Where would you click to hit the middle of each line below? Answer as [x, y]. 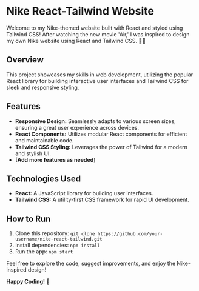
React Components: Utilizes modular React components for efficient [101, 134]
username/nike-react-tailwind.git [59, 239]
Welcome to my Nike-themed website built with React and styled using [95, 28]
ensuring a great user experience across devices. [77, 127]
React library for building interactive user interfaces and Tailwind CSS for [97, 81]
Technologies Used [43, 179]
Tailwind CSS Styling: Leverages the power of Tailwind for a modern [101, 147]
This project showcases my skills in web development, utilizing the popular [99, 75]
